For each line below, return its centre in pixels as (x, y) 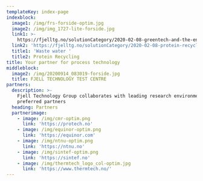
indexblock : (21, 17)
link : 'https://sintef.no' (56, 157)
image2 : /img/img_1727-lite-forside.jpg (63, 29)
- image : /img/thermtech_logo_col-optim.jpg (74, 164)
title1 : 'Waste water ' (41, 51)
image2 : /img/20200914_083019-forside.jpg (66, 74)
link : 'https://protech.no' (58, 124)
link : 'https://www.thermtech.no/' (67, 169)
